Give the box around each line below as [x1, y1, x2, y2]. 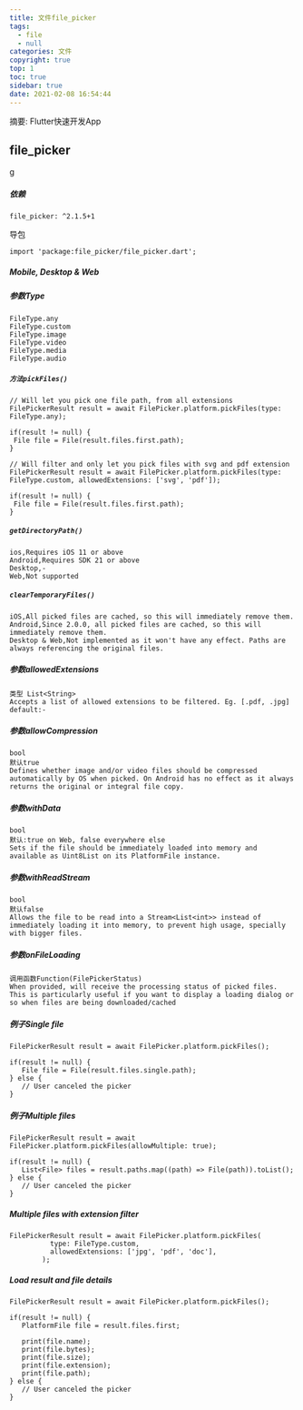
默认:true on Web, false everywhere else [9, 836, 166, 845]
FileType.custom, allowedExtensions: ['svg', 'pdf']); [9, 475, 221, 485]
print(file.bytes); [21, 1345, 95, 1355]
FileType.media [9, 346, 67, 355]
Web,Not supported [9, 571, 79, 580]
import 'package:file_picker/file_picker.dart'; [9, 247, 197, 257]
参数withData [9, 802, 62, 814]
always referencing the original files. [9, 643, 165, 653]
